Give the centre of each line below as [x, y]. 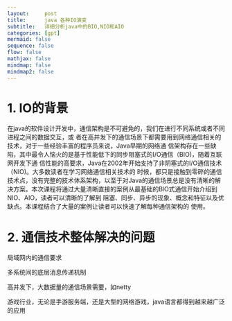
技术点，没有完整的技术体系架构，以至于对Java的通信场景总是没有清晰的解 [114, 180]
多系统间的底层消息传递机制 [47, 272]
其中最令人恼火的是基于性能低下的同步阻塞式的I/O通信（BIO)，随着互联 [121, 155]
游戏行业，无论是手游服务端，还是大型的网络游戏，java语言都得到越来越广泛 [116, 302]
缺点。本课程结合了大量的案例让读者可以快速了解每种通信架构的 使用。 [108, 207]
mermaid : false [29, 40]
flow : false [24, 53]
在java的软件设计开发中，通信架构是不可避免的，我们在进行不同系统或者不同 [116, 128]
